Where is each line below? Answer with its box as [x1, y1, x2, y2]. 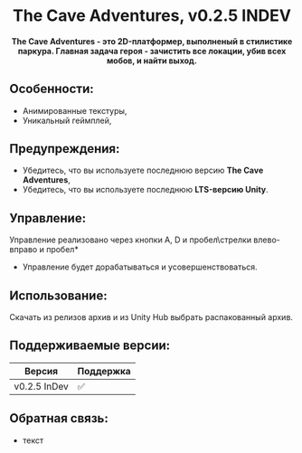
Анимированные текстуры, [22, 105, 127, 116]
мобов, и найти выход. [107, 55, 197, 66]
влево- [252, 234, 280, 245]
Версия [24, 364, 59, 377]
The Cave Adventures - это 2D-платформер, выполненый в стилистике [11, 35, 293, 46]
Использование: [9, 288, 108, 303]
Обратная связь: [9, 411, 109, 426]
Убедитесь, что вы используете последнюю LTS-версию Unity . [22, 184, 269, 195]
